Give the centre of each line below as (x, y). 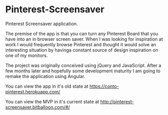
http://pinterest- (117, 102)
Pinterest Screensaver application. (42, 24)
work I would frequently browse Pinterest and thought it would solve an (81, 44)
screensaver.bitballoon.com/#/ (38, 107)
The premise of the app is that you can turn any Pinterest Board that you (82, 33)
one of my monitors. (26, 55)
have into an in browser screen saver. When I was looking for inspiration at (84, 39)
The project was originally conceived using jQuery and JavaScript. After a (83, 65)
